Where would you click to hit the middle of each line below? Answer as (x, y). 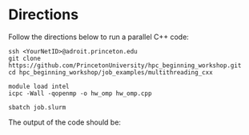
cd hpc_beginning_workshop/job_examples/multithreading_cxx (111, 72)
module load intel (39, 86)
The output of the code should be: (65, 122)
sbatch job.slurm (37, 107)
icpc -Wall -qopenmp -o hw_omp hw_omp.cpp (80, 93)
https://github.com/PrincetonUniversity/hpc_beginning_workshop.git (125, 66)
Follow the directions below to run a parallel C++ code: (99, 37)
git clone (25, 58)
